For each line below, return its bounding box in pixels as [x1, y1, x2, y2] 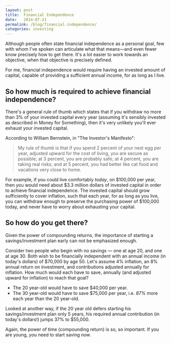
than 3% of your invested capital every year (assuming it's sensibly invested [5, 114, 166, 120]
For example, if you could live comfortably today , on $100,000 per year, [5, 176, 156, 182]
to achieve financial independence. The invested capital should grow [5, 187, 150, 194]
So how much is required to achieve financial [5, 87, 151, 96]
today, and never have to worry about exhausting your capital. [5, 203, 136, 210]
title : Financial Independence [5, 12, 74, 17]
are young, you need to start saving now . [5, 331, 92, 338]
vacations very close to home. [17, 166, 82, 173]
